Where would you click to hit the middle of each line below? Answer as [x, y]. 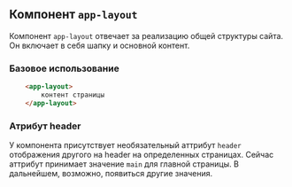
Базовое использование [64, 68]
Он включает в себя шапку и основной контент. [100, 45]
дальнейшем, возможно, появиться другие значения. [111, 174]
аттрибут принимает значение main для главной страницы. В [124, 164]
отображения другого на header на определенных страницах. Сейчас [142, 155]
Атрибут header [45, 126]
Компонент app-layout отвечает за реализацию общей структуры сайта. [146, 35]
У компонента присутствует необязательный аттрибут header [125, 145]
